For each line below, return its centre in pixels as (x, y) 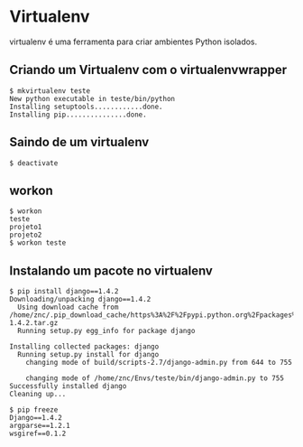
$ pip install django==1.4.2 (64, 292)
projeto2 (26, 235)
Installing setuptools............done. (87, 107)
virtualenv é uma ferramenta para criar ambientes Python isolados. (133, 42)
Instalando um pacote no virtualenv (111, 270)
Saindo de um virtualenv (79, 142)
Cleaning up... (38, 395)
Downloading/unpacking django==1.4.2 (80, 300)
